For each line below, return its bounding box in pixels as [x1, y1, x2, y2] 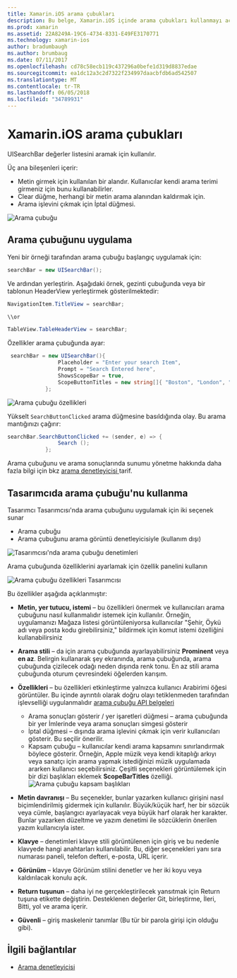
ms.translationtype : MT [7, 76, 78, 84]
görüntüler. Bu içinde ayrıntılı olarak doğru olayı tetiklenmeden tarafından [17, 691, 229, 699]
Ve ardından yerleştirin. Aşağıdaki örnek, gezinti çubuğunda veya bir [7, 279, 206, 287]
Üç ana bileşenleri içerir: [7, 163, 78, 172]
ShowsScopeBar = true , [57, 372, 125, 379]
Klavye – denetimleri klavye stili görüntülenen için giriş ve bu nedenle [17, 836, 219, 846]
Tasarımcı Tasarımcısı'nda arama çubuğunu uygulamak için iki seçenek [7, 505, 214, 514]
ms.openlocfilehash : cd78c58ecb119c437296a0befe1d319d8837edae [7, 63, 197, 70]
